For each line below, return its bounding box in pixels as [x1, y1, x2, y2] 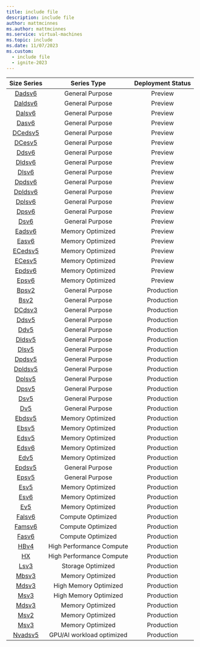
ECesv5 [15, 256, 38, 265]
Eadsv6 [15, 227, 37, 235]
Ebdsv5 [15, 414, 37, 422]
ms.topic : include [6, 37, 53, 43]
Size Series [9, 79, 42, 87]
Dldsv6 [15, 158, 36, 167]
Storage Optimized [61, 562, 115, 570]
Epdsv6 [15, 266, 37, 274]
